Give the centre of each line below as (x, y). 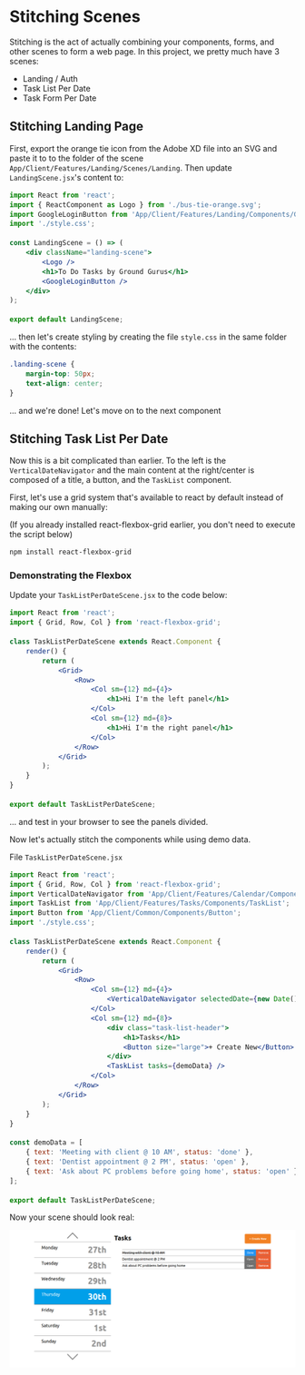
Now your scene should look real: (72, 1217)
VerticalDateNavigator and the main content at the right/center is (132, 470)
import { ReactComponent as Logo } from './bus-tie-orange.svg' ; (135, 205)
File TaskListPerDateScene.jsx (66, 857)
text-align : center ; (64, 383)
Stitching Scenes (75, 17)
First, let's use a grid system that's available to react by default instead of (147, 497)
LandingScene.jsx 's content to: (67, 177)
